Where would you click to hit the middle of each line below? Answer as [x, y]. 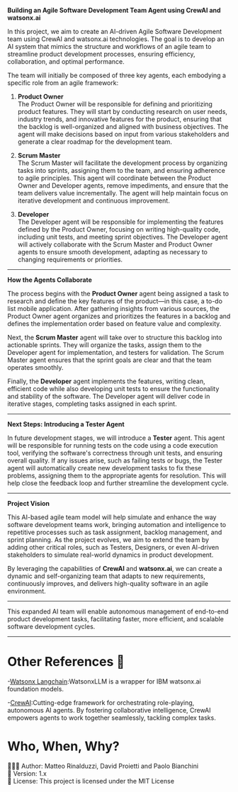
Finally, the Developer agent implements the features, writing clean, [106, 381]
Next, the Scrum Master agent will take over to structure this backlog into [115, 337]
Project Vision [29, 503]
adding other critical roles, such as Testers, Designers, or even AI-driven [113, 547]
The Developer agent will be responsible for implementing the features [120, 222]
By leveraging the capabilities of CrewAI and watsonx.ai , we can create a [115, 568]
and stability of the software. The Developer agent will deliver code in [109, 396]
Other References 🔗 [66, 662]
